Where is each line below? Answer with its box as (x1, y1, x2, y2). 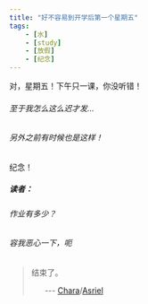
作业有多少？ (9, 208, 56, 219)
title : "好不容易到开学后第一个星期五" (9, 13, 138, 22)
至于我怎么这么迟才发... (9, 102, 95, 113)
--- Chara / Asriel (44, 285, 104, 296)
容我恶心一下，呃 (9, 238, 72, 248)
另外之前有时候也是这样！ (9, 132, 103, 143)
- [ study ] (25, 38, 62, 48)
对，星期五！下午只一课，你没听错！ (9, 81, 143, 91)
